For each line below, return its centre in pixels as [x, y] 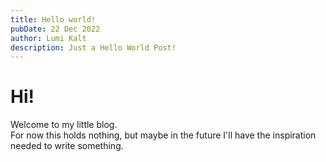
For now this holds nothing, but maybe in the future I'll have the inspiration [163, 135]
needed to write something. [67, 146]
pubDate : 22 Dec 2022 [55, 29]
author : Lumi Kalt [48, 38]
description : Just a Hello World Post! [93, 47]
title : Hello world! [53, 19]
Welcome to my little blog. [64, 125]
